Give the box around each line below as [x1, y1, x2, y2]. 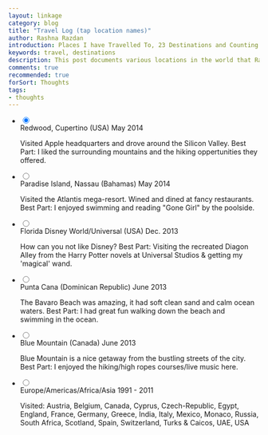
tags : [8, 85, 26, 94]
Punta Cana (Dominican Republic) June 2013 [19, 283, 167, 292]
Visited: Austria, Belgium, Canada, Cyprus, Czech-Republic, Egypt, [19, 401, 239, 411]
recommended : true [8, 71, 69, 79]
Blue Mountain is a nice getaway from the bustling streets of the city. [19, 354, 246, 363]
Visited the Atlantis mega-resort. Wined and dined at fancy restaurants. [19, 195, 254, 204]
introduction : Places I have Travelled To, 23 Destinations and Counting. [8, 42, 262, 49]
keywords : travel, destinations [8, 49, 116, 57]
